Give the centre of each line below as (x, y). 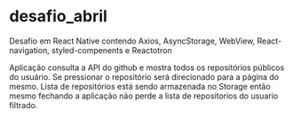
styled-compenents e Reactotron (112, 50)
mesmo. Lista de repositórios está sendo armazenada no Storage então (140, 86)
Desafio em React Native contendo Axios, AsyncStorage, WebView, (132, 41)
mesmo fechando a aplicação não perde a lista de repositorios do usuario (144, 96)
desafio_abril (59, 16)
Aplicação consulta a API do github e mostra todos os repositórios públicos (147, 67)
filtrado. (24, 105)
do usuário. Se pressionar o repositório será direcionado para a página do (144, 76)
